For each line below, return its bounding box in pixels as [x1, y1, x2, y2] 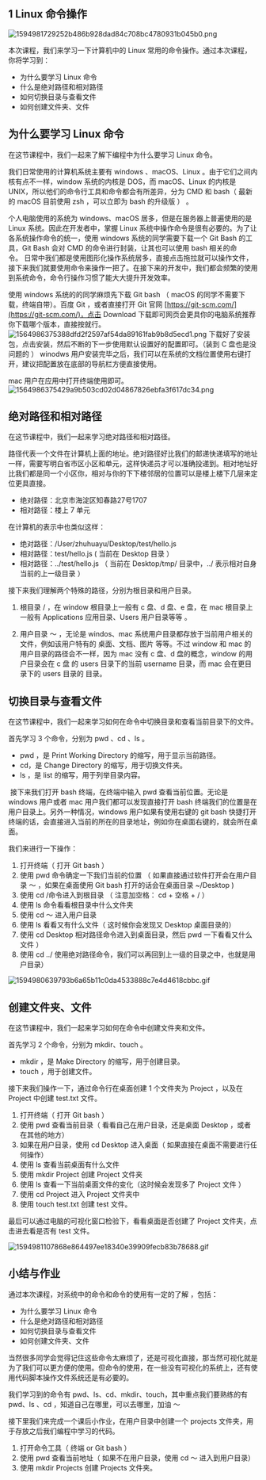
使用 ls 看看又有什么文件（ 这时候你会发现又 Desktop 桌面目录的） [19, 920, 236, 930]
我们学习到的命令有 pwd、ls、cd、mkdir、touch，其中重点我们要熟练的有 [8, 1390, 248, 1399]
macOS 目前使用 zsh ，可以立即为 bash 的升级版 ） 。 [17, 197, 193, 206]
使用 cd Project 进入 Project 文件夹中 [19, 1190, 140, 1199]
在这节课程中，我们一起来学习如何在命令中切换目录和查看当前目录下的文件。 [8, 717, 258, 727]
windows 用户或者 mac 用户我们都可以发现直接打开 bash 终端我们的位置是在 [8, 797, 257, 807]
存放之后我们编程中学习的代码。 [14, 1426, 120, 1436]
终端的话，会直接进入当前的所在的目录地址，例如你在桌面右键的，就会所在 [8, 817, 251, 827]
